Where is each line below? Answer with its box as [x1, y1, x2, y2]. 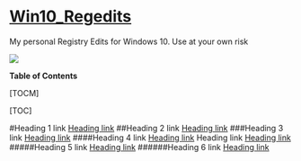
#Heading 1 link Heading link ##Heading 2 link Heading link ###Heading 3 [9, 122, 284, 133]
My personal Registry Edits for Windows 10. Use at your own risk [9, 36, 249, 47]
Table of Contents [9, 70, 78, 81]
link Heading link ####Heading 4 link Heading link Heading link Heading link [9, 132, 292, 143]
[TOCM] [9, 87, 40, 98]
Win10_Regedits [9, 6, 132, 27]
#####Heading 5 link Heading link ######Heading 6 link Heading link [9, 141, 270, 152]
